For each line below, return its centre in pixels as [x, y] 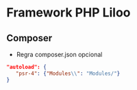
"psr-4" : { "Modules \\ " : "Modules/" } [68, 74]
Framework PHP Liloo [68, 13]
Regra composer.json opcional [59, 54]
